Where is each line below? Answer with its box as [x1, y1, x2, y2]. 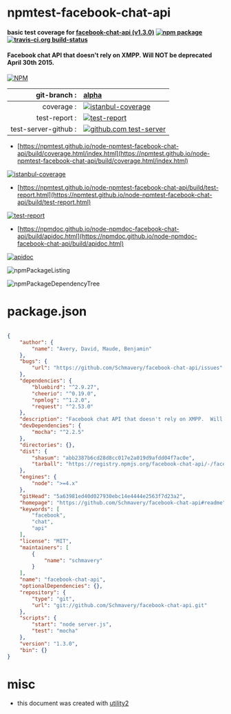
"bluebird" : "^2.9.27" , [32, 384, 100, 390]
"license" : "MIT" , [19, 537, 72, 544]
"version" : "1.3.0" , [19, 640, 78, 647]
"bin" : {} [19, 646, 48, 653]
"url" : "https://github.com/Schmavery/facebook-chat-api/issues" [32, 364, 223, 372]
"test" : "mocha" [32, 628, 78, 635]
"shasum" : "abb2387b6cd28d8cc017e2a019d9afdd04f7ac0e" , [32, 454, 195, 462]
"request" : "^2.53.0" [32, 403, 94, 410]
